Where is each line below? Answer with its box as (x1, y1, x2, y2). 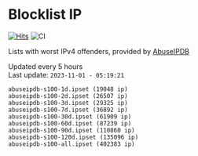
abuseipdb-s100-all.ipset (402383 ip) (8, 140, 135, 148)
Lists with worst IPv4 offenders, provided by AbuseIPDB (8, 46, 190, 56)
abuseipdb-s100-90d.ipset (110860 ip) (8, 126, 135, 134)
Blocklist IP (8, 5, 82, 24)
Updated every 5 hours (8, 61, 83, 71)
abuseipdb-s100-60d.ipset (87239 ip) (8, 119, 132, 127)
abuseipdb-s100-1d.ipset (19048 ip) (8, 85, 128, 93)
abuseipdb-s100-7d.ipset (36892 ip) (8, 106, 128, 114)
